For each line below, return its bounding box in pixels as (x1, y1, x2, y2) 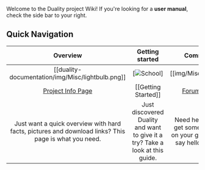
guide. (138, 154, 157, 162)
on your (171, 130, 193, 139)
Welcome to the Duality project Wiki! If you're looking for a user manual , (6, 5, 189, 12)
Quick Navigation (6, 29, 74, 40)
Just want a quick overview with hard (14, 119, 121, 127)
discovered (132, 108, 164, 116)
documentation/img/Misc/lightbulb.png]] (9, 73, 126, 81)
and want (134, 123, 162, 132)
